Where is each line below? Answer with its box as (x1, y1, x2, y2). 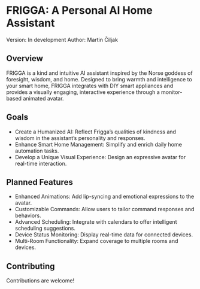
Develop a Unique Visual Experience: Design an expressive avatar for (14, 153, 186, 160)
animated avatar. (23, 95, 64, 102)
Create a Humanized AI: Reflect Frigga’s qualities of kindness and (14, 128, 177, 135)
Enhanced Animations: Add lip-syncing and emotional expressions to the (14, 193, 195, 200)
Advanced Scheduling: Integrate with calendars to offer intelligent (14, 218, 177, 226)
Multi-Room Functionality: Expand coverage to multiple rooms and (14, 238, 178, 245)
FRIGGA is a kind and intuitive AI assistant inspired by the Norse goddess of (6, 69, 193, 77)
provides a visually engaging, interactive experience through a (6, 88, 160, 96)
